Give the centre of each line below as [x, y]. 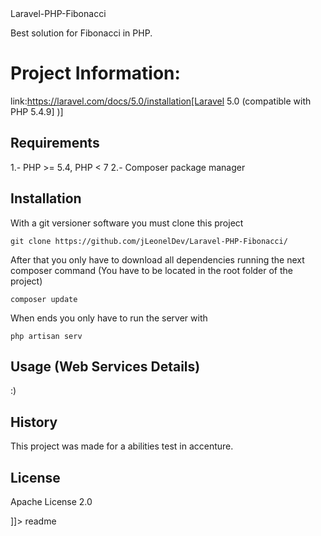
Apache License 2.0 [51, 501]
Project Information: [95, 73]
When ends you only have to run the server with [109, 318]
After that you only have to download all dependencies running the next [157, 259]
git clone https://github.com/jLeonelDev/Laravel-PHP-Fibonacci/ [149, 241]
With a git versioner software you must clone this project [127, 223]
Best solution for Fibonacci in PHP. [81, 33]
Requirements [55, 143]
